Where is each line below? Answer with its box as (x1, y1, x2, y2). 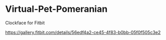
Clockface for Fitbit (5, 20, 45, 26)
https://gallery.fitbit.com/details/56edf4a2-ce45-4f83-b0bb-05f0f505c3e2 (5, 29, 161, 35)
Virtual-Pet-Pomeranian (5, 3, 108, 15)
